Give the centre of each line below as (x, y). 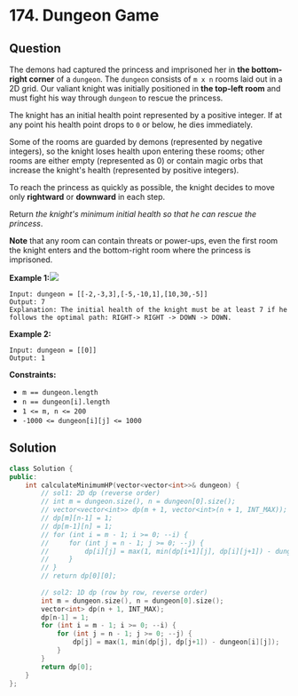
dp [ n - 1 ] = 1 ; (65, 617)
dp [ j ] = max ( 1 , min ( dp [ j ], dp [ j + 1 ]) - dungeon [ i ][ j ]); (176, 642)
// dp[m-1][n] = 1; (77, 526)
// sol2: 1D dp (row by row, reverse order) (125, 592)
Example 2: (30, 334)
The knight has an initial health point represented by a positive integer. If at (145, 115)
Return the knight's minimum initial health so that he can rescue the (133, 214)
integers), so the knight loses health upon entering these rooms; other (137, 151)
